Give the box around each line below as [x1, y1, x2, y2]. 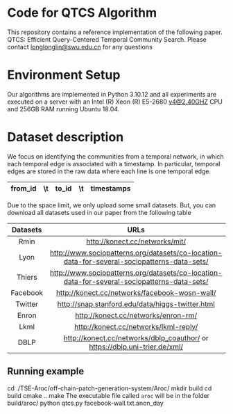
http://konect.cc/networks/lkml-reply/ [74, 321, 198, 331]
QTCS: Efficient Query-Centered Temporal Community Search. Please [7, 35, 207, 43]
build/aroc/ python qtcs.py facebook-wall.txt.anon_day [7, 399, 164, 407]
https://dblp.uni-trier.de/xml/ [89, 342, 184, 351]
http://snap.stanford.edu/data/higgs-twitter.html [57, 299, 215, 309]
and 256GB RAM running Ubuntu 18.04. [7, 104, 120, 113]
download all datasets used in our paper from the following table [7, 208, 192, 216]
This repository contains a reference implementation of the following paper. [7, 28, 223, 36]
